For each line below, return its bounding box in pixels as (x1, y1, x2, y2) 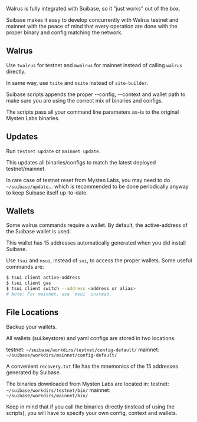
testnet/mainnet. (6, 165, 46, 172)
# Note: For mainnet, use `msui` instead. (6, 291, 112, 297)
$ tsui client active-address (6, 275, 81, 281)
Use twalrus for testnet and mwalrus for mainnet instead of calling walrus (6, 61, 183, 68)
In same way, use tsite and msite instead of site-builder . (6, 79, 149, 86)
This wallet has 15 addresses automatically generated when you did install (6, 239, 186, 246)
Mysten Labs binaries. (6, 114, 60, 121)
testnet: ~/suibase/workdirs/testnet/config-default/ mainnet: (6, 346, 160, 353)
